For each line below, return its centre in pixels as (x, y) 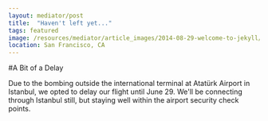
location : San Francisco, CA (57, 45)
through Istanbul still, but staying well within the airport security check (124, 100)
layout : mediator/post (46, 16)
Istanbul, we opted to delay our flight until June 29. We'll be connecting (125, 92)
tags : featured (33, 30)
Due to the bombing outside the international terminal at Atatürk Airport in (129, 84)
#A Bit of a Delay (36, 68)
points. (20, 109)
